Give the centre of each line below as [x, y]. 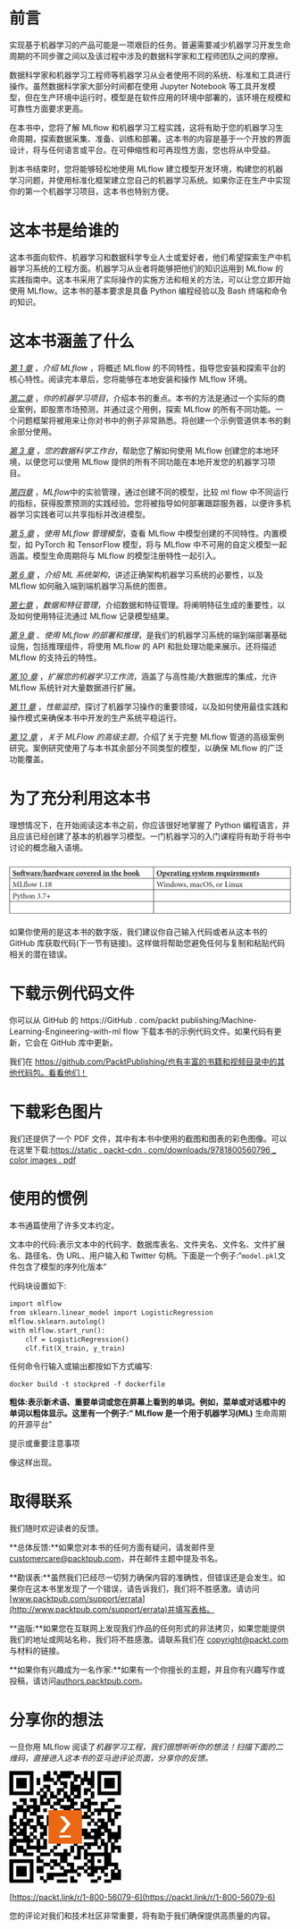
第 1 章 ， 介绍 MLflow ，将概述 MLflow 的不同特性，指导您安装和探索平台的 [147, 368]
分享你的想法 [57, 1720]
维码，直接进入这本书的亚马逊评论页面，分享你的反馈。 [111, 1757]
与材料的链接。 [37, 1650]
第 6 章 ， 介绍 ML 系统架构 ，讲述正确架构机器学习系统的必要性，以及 [136, 574]
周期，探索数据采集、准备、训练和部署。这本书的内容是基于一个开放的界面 [154, 139]
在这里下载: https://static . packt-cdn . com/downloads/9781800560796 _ [143, 1150]
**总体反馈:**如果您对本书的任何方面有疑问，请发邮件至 [112, 1547]
